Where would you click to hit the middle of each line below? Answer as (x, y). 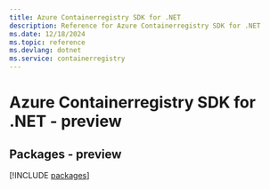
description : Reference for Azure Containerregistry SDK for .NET (135, 26)
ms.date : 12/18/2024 (48, 34)
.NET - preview (65, 122)
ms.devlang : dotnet (45, 51)
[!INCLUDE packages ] (49, 175)
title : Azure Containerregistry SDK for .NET (95, 17)
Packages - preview (65, 154)
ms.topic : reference (48, 42)
